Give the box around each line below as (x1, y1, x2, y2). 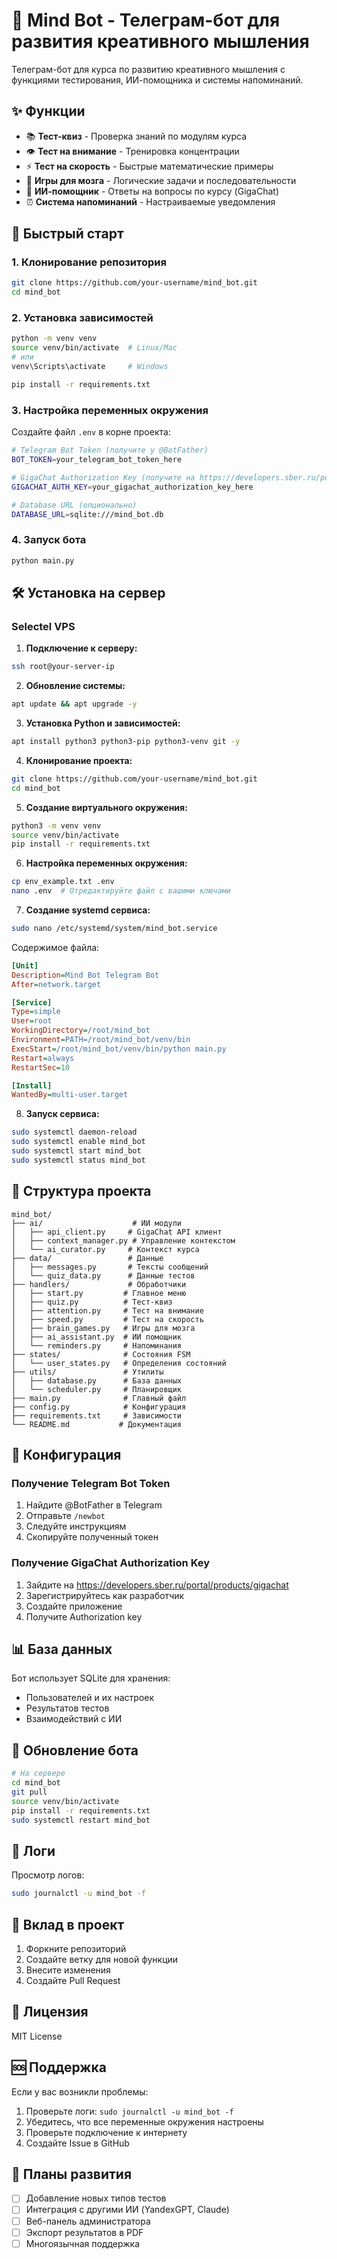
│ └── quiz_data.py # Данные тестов (11, 1270, 196, 1281)
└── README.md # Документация (11, 1419, 183, 1429)
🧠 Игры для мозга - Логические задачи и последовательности (25, 174, 297, 186)
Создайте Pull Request (25, 1974, 121, 1986)
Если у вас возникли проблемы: (11, 2085, 149, 2098)
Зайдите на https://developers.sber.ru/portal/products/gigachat (25, 1579, 289, 1591)
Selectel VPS (11, 619, 76, 633)
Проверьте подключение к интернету (25, 2126, 188, 2138)
